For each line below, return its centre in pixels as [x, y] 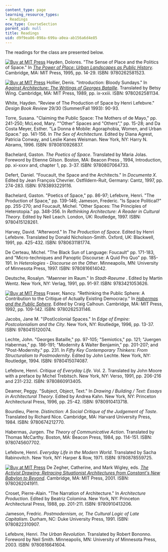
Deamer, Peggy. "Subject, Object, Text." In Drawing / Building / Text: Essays [83, 391]
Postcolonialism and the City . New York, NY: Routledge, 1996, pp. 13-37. [80, 324]
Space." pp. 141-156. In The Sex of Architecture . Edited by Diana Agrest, [79, 134]
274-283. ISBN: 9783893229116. [39, 185]
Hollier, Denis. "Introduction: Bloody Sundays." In [97, 82]
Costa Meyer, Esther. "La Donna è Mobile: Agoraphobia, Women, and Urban [83, 128]
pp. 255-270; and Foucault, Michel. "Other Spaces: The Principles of [76, 206]
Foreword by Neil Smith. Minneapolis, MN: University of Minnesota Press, [81, 539]
